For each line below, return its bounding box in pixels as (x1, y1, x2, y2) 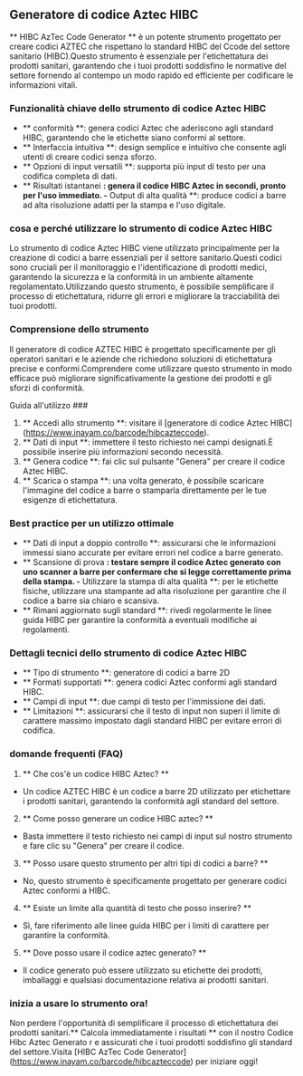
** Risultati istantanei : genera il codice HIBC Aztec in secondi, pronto (22, 180, 287, 191)
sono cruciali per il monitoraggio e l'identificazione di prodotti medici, (9, 262, 268, 273)
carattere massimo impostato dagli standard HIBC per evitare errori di (22, 716, 282, 726)
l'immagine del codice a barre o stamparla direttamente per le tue (22, 485, 267, 495)
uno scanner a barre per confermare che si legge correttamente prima (22, 566, 292, 577)
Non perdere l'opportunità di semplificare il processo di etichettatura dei (9, 1017, 279, 1028)
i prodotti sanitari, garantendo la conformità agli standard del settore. (22, 795, 279, 806)
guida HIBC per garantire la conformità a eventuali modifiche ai (22, 615, 258, 625)
